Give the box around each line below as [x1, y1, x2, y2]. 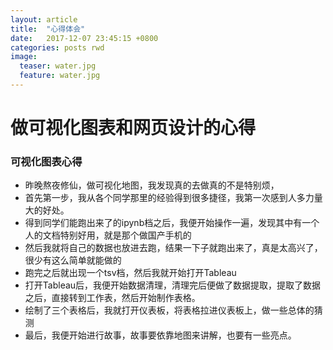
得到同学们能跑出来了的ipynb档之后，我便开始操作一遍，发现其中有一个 [24, 217, 320, 229]
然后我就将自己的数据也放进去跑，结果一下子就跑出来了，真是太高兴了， [24, 242, 323, 254]
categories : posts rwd [10, 42, 105, 53]
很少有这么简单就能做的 [24, 254, 122, 266]
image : [10, 52, 38, 62]
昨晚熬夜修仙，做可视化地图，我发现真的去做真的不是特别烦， [24, 179, 280, 191]
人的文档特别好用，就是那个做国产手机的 [24, 229, 192, 241]
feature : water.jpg [19, 71, 101, 81]
